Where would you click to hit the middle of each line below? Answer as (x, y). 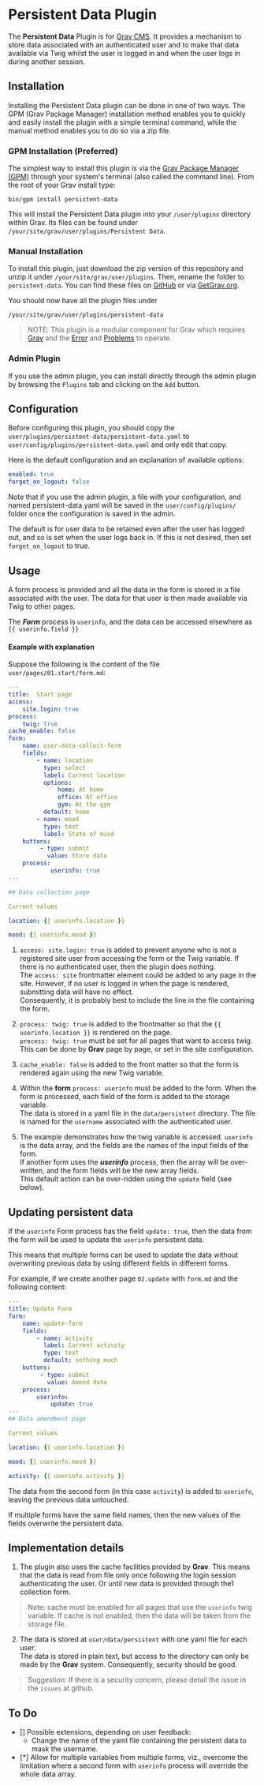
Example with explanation (51, 647)
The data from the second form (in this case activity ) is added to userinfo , (131, 1491)
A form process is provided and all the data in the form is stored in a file (124, 590)
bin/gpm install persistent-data (63, 200)
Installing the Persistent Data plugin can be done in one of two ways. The (127, 105)
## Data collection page (49, 892)
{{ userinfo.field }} (44, 629)
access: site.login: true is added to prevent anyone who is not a (128, 950)
